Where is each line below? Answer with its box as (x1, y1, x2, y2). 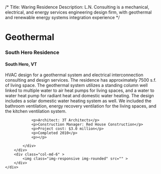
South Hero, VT (5, 61, 37, 67)
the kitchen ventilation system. (5, 109, 67, 114)
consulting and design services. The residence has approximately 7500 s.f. (5, 77, 157, 83)
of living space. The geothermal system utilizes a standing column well (5, 83, 148, 88)
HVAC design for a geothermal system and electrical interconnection (5, 72, 143, 78)
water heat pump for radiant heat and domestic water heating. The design (5, 93, 154, 99)
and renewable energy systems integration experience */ (5, 15, 120, 20)
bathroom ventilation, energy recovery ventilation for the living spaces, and (5, 103, 157, 109)
